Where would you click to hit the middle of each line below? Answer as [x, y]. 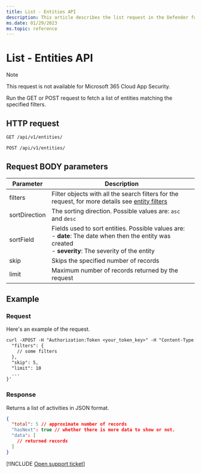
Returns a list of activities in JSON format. [58, 408]
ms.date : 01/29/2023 [32, 23]
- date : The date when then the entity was [111, 236]
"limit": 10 [27, 368]
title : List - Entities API [41, 12]
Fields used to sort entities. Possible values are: [118, 228]
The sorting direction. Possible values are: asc [116, 211]
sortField [22, 240]
